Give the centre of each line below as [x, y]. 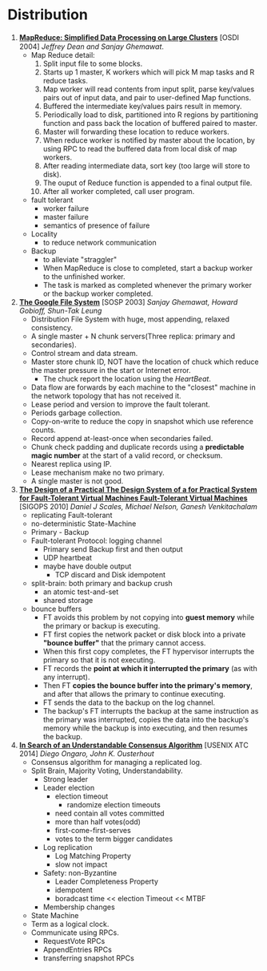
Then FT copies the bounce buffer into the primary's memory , [147, 685]
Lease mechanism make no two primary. [98, 472]
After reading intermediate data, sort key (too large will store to [146, 165]
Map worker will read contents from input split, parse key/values [149, 89]
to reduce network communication [100, 242]
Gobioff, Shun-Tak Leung [60, 310]
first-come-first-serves [93, 830]
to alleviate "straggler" [80, 259]
